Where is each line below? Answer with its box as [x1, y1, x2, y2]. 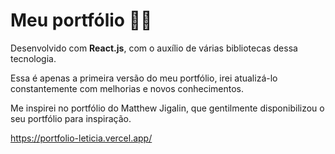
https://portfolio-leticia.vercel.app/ [10, 132, 153, 144]
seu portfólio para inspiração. [10, 112, 132, 124]
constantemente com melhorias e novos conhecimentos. [10, 82, 245, 94]
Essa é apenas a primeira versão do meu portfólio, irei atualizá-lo [10, 72, 278, 84]
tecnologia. [10, 52, 57, 64]
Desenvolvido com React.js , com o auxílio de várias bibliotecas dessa [10, 42, 298, 54]
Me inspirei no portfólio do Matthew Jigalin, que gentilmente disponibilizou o [10, 102, 325, 114]
